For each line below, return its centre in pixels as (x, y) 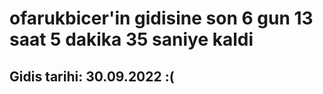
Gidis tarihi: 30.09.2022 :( (92, 76)
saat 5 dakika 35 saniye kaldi (131, 39)
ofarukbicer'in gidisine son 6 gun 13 (161, 18)
